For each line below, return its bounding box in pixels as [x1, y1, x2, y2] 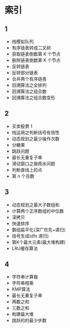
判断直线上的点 [11, 166, 42, 172]
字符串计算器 [11, 274, 38, 280]
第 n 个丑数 [11, 173, 35, 179]
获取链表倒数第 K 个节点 [11, 51, 61, 57]
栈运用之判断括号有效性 [11, 129, 60, 135]
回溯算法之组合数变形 [11, 95, 55, 100]
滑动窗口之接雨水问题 [11, 161, 55, 166]
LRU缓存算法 [11, 245, 38, 251]
